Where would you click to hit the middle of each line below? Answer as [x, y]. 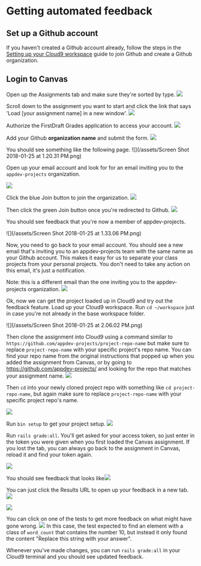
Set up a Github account [52, 33]
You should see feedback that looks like [55, 478]
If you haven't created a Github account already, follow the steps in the [94, 47]
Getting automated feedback [79, 11]
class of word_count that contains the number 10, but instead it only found [97, 532]
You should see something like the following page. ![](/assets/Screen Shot [98, 149]
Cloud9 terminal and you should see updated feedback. [75, 556]
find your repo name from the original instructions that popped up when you [100, 356]
